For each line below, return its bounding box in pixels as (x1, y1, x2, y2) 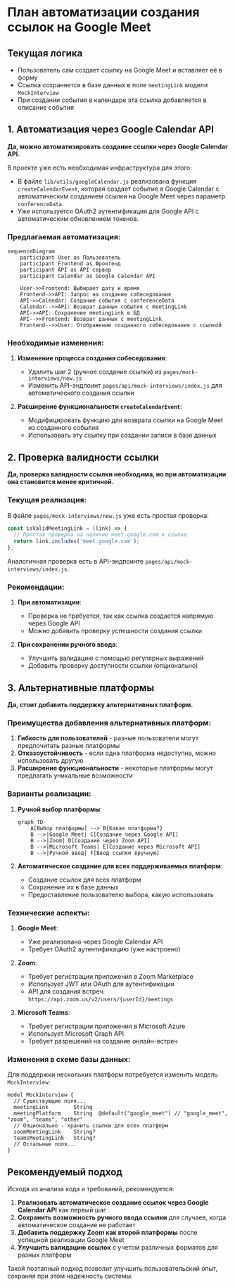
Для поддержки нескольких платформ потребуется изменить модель (7, 1070, 218, 1079)
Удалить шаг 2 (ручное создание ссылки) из (27, 367, 162, 376)
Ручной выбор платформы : (17, 805, 102, 813)
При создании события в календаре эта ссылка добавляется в (17, 96, 207, 104)
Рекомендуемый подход (7, 1166, 123, 1178)
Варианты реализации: (7, 789, 91, 799)
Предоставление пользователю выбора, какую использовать (27, 890, 214, 899)
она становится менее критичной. (7, 478, 114, 486)
